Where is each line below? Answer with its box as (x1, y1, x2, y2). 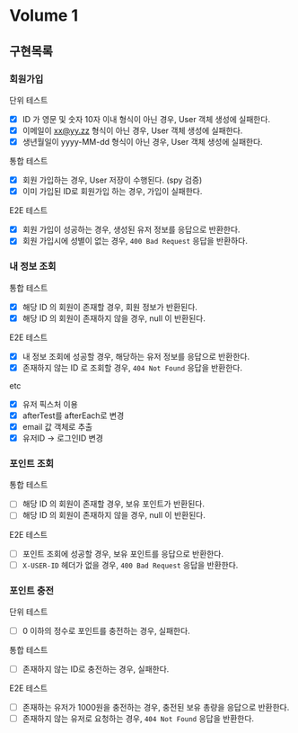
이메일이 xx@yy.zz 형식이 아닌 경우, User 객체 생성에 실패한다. (22, 125, 243, 136)
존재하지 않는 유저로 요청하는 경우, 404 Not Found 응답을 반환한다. (22, 713, 254, 724)
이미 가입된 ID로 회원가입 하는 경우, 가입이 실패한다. (22, 186, 203, 197)
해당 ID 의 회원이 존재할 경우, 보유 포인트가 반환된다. (22, 498, 205, 509)
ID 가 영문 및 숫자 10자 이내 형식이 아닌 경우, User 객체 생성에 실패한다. (22, 113, 271, 124)
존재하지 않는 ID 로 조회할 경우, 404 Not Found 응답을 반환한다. (22, 362, 243, 373)
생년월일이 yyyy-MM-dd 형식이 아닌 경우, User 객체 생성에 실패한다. (22, 137, 263, 147)
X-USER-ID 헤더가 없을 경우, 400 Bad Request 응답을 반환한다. (22, 559, 239, 570)
